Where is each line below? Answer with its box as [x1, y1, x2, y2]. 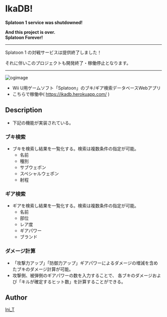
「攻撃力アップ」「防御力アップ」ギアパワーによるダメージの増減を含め [12, 260, 158, 266]
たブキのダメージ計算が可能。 [12, 266, 74, 272]
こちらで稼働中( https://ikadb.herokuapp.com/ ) [12, 91, 110, 97]
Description [5, 106, 42, 115]
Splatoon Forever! [5, 34, 43, 40]
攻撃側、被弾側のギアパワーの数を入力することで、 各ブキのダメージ [12, 272, 153, 278]
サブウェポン [19, 164, 46, 170]
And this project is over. [5, 29, 56, 35]
